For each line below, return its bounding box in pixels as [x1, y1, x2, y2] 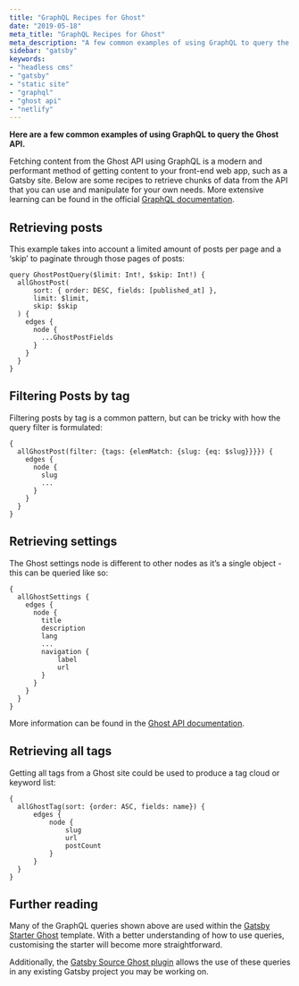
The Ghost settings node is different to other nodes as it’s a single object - [9, 557, 282, 568]
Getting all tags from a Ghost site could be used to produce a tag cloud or [9, 767, 280, 778]
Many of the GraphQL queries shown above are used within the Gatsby [9, 921, 270, 931]
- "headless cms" [9, 64, 74, 72]
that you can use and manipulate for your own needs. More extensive [9, 184, 265, 195]
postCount [65, 841, 102, 850]
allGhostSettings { [17, 592, 90, 601]
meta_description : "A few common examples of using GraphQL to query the [9, 38, 290, 47]
